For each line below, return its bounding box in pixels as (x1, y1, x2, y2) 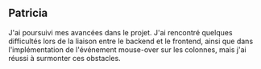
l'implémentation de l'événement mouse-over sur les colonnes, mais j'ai (8, 44, 247, 55)
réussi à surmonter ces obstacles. (8, 53, 121, 63)
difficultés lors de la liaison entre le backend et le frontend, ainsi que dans (8, 36, 254, 46)
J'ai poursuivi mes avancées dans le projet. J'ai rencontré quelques (8, 27, 233, 37)
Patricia (8, 6, 48, 20)
